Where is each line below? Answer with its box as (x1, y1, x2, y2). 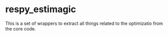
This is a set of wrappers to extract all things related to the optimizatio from (5, 20, 163, 26)
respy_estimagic (5, 4, 76, 15)
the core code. (5, 25, 36, 31)
